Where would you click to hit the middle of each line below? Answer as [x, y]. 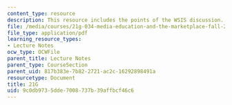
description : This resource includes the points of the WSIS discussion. [116, 20]
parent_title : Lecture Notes [49, 59]
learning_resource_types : [44, 39]
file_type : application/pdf [48, 33]
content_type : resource [41, 13]
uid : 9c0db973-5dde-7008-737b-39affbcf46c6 [71, 90]
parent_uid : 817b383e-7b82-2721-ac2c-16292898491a [81, 71]
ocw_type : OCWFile [33, 52]
